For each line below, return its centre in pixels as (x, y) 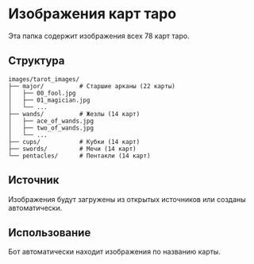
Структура (37, 61)
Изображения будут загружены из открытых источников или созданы (127, 199)
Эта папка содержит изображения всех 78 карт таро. (99, 36)
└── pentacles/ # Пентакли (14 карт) (79, 156)
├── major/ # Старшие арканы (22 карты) (92, 86)
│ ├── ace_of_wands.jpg (51, 121)
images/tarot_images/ (44, 79)
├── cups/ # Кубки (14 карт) (74, 142)
